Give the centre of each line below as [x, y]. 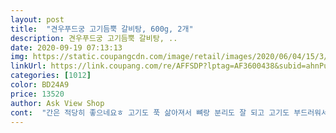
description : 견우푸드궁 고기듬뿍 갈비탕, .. [94, 38]
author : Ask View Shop [57, 103]
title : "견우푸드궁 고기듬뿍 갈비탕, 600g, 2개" [102, 29]
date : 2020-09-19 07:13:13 [66, 47]
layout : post [37, 19]
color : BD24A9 [40, 85]
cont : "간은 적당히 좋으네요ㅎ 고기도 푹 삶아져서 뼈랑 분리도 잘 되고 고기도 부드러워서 [169, 112]
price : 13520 [37, 94]
